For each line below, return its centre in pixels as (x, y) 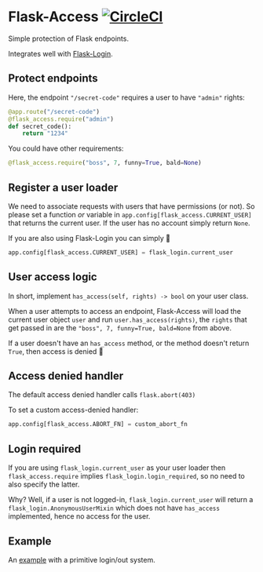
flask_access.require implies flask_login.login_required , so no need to (127, 476)
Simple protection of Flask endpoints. (69, 38)
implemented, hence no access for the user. (79, 516)
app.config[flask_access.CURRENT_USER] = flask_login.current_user (121, 252)
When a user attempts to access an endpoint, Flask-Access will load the (125, 311)
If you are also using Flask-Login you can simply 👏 (89, 238)
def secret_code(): (40, 126)
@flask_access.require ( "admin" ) (61, 119)
